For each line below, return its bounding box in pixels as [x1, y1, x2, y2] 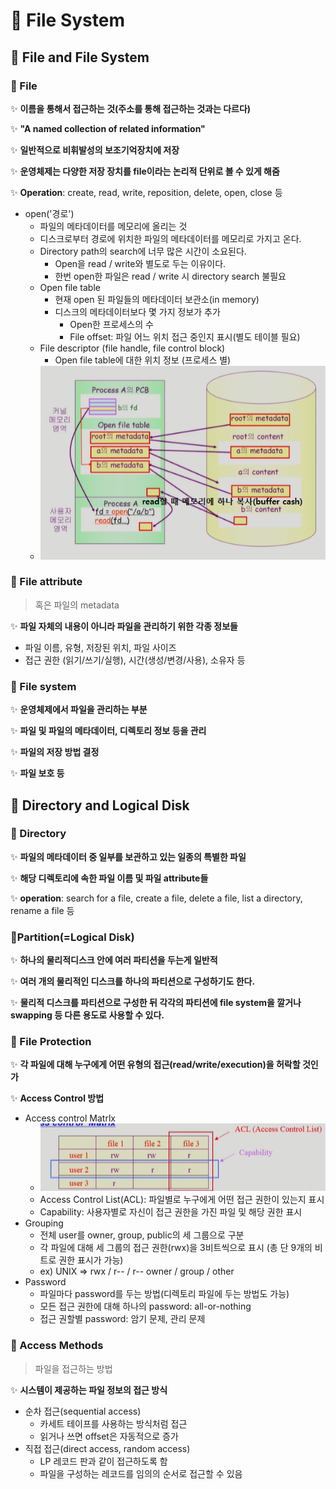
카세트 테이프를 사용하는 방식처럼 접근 [39, 1417, 188, 1429]
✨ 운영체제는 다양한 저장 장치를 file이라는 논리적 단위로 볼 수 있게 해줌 [10, 165, 280, 177]
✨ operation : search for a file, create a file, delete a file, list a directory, [10, 892, 303, 904]
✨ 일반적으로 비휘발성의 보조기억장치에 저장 [10, 144, 180, 156]
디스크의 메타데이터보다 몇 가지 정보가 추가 [54, 305, 221, 318]
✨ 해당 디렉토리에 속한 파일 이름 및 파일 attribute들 [10, 872, 209, 884]
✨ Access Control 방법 [10, 1092, 105, 1104]
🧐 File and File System [10, 49, 150, 66]
